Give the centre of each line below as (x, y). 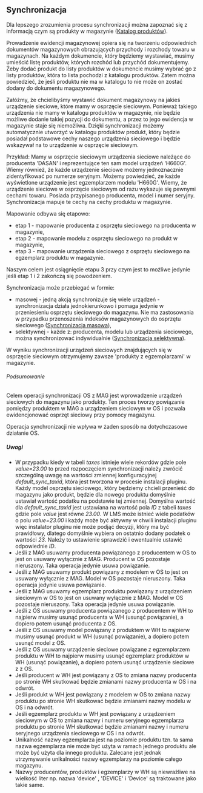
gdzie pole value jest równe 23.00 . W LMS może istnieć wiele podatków (105, 514)
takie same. (29, 784)
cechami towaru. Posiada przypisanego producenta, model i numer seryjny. (101, 195)
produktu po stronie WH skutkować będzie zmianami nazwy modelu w (103, 701)
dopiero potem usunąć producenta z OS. (66, 623)
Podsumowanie (26, 376)
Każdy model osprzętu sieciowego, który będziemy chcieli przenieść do (105, 488)
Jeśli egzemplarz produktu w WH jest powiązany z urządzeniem (95, 713)
